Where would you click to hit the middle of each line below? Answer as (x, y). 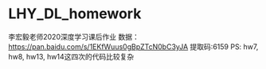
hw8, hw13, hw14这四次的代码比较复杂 (71, 56)
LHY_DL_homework (75, 14)
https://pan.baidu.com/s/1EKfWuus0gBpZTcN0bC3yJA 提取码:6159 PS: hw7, (133, 46)
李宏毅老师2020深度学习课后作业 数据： (74, 36)
